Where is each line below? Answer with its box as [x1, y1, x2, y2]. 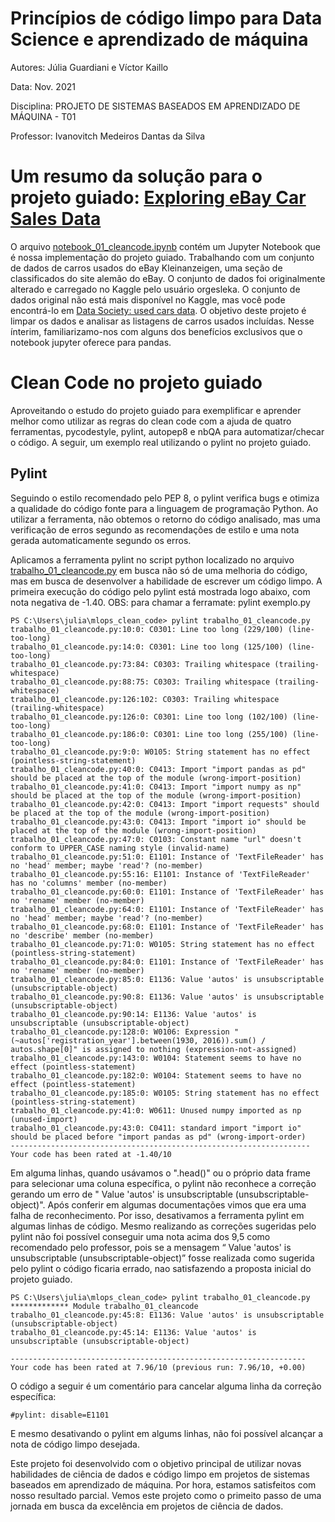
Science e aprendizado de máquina [10, 28, 309, 51]
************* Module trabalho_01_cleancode [10, 1301, 199, 1311]
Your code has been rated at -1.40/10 [10, 1149, 172, 1159]
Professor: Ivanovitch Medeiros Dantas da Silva [10, 130, 206, 142]
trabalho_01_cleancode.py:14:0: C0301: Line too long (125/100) [10, 642, 284, 652]
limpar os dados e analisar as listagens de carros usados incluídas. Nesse [10, 315, 315, 327]
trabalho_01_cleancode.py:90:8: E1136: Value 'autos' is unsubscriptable [10, 992, 325, 1002]
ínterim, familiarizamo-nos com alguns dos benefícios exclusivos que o [10, 325, 303, 337]
